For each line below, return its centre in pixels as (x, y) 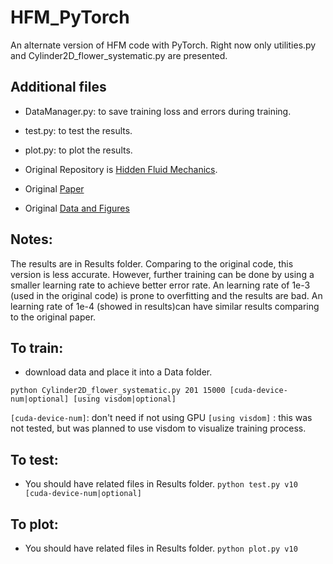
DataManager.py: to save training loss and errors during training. (158, 111)
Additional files (58, 87)
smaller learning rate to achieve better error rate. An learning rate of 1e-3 (160, 285)
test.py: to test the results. (78, 130)
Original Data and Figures (77, 208)
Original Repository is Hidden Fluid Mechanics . (121, 169)
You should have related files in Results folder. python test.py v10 (161, 484)
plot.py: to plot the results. (78, 150)
